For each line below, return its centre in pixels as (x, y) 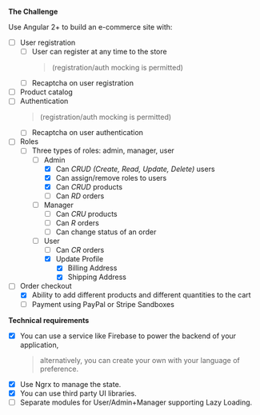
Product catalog (46, 92)
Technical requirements (49, 320)
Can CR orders (80, 250)
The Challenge (33, 12)
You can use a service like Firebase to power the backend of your (128, 336)
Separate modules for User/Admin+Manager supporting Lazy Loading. (136, 402)
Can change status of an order (106, 232)
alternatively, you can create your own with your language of (140, 360)
